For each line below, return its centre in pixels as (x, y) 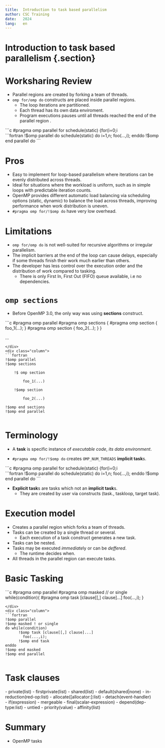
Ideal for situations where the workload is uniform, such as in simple (81, 185)
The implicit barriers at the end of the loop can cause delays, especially (85, 255)
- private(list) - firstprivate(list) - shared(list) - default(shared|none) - (75, 691)
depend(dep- (132, 702)
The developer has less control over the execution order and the (77, 266)
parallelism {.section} (50, 59)
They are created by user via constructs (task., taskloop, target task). (90, 494)
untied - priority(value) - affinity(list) (64, 707)
